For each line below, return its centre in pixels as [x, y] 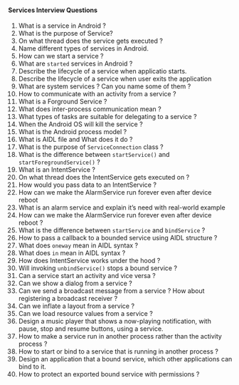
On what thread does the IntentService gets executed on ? [104, 178]
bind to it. [32, 366]
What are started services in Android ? [75, 63]
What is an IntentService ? [57, 170]
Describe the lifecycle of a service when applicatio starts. [102, 71]
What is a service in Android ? [62, 26]
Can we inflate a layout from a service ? [76, 306]
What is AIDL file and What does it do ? [75, 140]
